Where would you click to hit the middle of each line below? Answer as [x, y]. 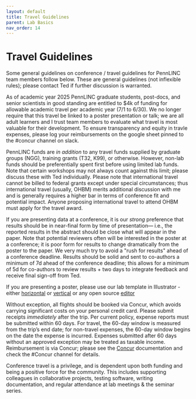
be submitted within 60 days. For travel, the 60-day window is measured [94, 323]
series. [14, 391]
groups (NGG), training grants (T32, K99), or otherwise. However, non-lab [95, 158]
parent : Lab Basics [30, 22]
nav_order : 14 [23, 28]
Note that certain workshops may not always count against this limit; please [97, 171]
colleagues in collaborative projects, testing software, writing [80, 378]
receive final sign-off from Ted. [44, 276]
